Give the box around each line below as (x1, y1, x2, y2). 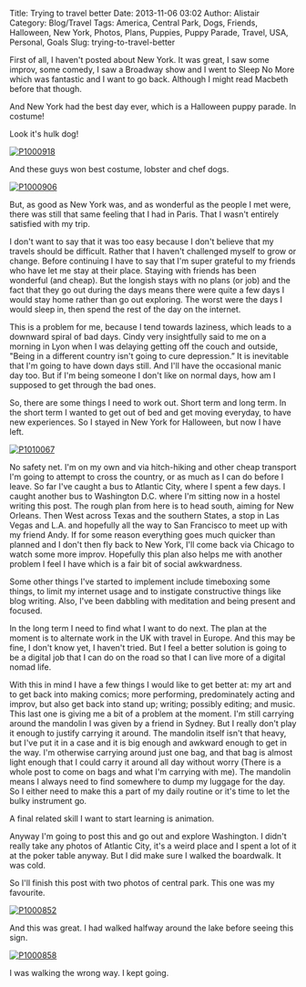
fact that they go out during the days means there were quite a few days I (9, 284, 285, 295)
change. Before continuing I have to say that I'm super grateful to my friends (9, 255, 296, 266)
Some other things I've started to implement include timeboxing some (9, 576, 270, 587)
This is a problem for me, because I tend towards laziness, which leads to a (9, 322, 292, 332)
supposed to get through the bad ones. (9, 380, 157, 390)
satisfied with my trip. (9, 219, 91, 229)
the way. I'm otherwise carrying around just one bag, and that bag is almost (9, 747, 293, 757)
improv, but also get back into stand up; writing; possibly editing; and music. (9, 699, 296, 709)
